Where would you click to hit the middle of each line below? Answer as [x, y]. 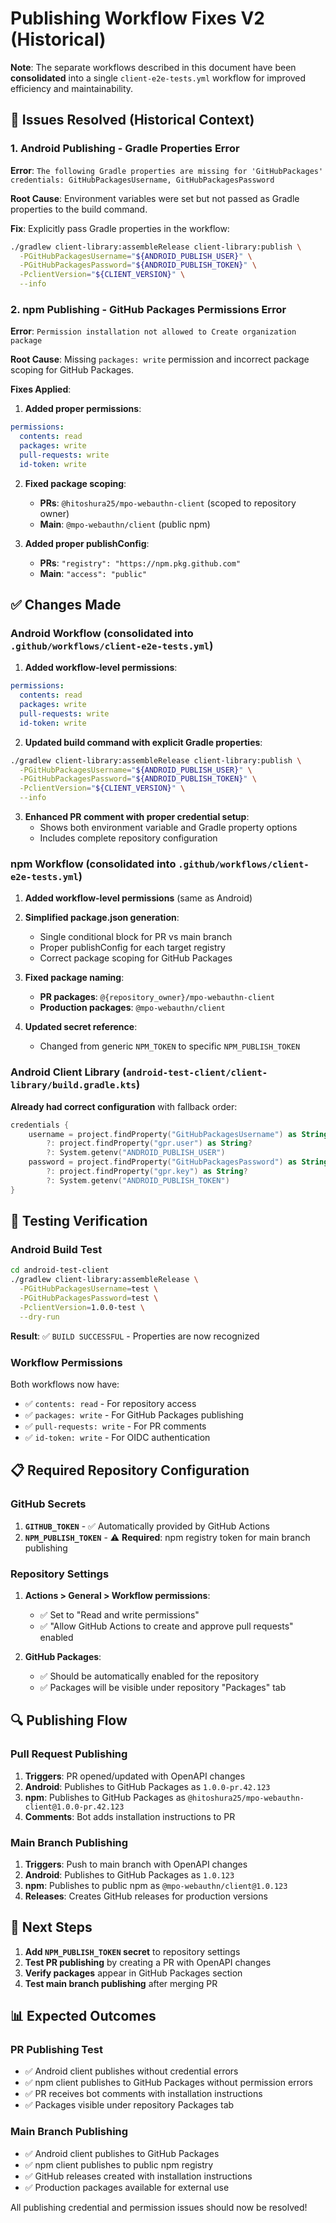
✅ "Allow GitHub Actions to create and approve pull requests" [166, 1626]
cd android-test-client [60, 1270]
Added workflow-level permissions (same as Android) [138, 898]
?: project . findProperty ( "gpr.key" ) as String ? [147, 1172]
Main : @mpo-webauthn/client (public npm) [125, 524]
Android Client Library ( [68, 1072]
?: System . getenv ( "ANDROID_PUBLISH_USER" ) [136, 1153]
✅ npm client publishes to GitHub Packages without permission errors [168, 2083]
